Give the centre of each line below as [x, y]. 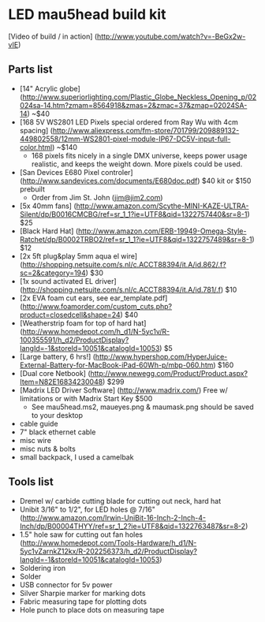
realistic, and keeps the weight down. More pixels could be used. [137, 164]
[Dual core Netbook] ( [55, 373]
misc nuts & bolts [48, 449]
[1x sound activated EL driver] [68, 281]
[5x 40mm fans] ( [48, 206]
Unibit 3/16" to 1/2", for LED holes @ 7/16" [87, 509]
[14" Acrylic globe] [50, 88]
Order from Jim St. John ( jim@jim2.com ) [97, 197]
